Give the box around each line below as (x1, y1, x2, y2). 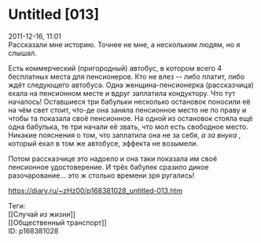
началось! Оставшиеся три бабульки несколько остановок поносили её (8, 97, 251, 106)
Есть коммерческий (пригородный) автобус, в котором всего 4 (8, 63, 222, 72)
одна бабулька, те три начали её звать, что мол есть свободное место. (8, 122, 249, 131)
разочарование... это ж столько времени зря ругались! (8, 171, 195, 180)
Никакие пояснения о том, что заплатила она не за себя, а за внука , (8, 130, 241, 139)
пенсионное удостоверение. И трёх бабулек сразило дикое (8, 162, 209, 171)
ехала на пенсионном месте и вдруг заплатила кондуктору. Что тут (8, 88, 236, 98)
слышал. (8, 48, 37, 57)
